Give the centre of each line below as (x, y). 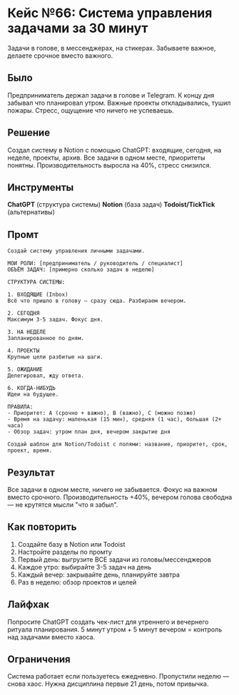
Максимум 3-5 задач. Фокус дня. (55, 320)
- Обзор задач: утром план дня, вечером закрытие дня (89, 432)
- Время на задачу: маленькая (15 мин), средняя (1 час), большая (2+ (115, 419)
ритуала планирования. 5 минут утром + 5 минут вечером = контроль (115, 629)
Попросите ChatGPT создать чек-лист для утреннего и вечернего (108, 622)
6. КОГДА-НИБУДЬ (31, 388)
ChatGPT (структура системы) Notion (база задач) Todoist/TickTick (111, 205)
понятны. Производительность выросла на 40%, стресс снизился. (110, 165)
